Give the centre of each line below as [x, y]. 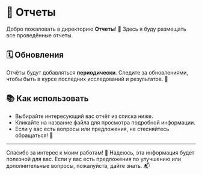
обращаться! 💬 [34, 135]
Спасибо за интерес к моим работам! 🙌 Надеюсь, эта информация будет [100, 152]
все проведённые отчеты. [40, 35]
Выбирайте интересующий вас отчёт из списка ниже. [84, 116]
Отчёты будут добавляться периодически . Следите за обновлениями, [97, 72]
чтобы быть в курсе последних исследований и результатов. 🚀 [87, 79]
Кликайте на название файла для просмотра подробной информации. [105, 122]
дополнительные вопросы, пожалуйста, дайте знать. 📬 [78, 165]
